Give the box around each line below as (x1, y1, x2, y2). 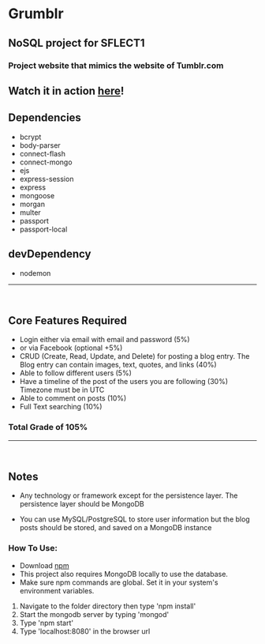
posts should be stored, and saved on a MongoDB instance (19, 523, 212, 533)
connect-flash (19, 149, 65, 158)
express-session (19, 174, 74, 183)
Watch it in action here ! (8, 84, 125, 97)
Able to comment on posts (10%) (19, 394, 127, 403)
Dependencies (8, 111, 81, 125)
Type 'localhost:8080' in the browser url (19, 626, 151, 636)
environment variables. (19, 586, 95, 595)
